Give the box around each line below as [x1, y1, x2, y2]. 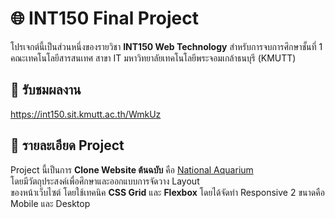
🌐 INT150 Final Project [10, 7, 199, 30]
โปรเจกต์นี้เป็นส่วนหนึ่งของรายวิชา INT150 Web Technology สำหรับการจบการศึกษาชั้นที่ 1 [10, 40, 323, 52]
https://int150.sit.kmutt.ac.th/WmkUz [10, 108, 162, 120]
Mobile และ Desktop [10, 197, 91, 209]
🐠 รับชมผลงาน [10, 82, 82, 99]
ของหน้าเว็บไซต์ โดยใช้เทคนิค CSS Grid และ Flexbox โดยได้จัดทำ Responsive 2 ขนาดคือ [10, 186, 325, 198]
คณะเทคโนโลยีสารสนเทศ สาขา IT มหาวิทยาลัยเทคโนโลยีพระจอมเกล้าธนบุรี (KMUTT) [10, 52, 297, 64]
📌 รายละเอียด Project [10, 137, 125, 154]
